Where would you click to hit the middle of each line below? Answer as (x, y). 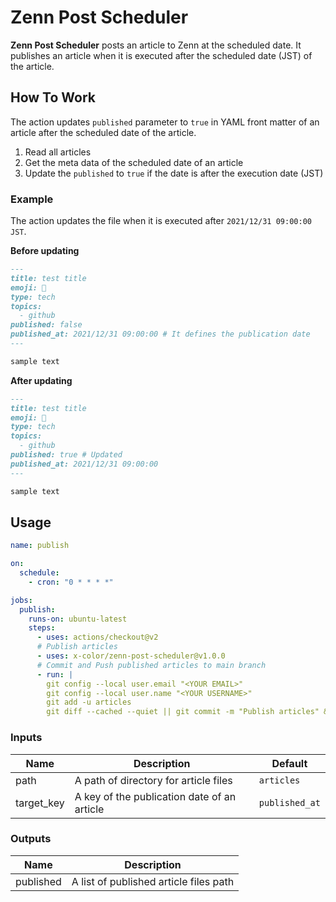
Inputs (26, 738)
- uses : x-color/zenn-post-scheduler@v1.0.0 (131, 656)
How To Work (53, 97)
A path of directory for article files (153, 780)
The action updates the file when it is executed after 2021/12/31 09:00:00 (161, 221)
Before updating (45, 251)
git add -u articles (89, 702)
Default (289, 763)
